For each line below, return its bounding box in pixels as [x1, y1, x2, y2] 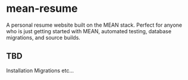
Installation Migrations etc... [6, 67, 74, 74]
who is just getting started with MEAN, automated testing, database [6, 27, 171, 34]
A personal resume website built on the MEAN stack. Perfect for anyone [6, 21, 183, 28]
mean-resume [6, 2, 79, 15]
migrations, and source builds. [6, 34, 80, 41]
